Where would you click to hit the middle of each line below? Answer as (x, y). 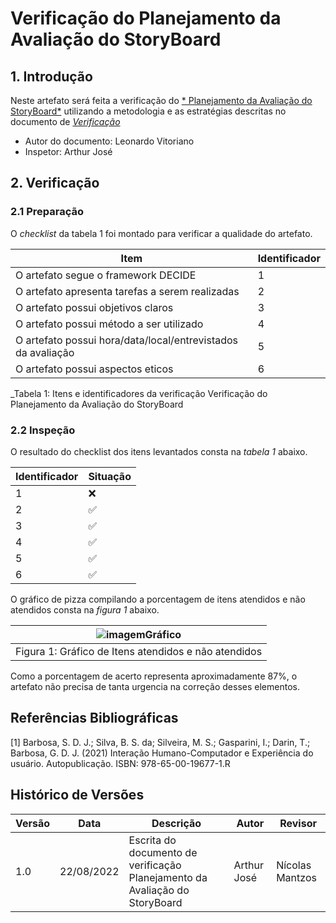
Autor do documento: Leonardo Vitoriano (109, 141)
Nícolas (294, 865)
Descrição (176, 823)
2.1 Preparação (47, 212)
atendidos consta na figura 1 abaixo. (85, 609)
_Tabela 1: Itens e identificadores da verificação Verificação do (139, 393)
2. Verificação (55, 183)
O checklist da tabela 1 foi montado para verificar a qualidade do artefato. (161, 233)
